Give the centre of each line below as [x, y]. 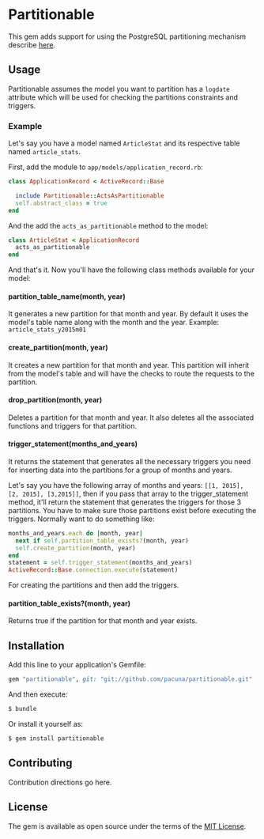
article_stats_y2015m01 [47, 330]
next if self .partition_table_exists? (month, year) [102, 540]
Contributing [40, 763]
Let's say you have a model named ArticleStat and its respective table [124, 143]
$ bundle [23, 709]
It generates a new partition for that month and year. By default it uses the [128, 314]
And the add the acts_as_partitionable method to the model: [108, 225]
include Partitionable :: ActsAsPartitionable [90, 195]
